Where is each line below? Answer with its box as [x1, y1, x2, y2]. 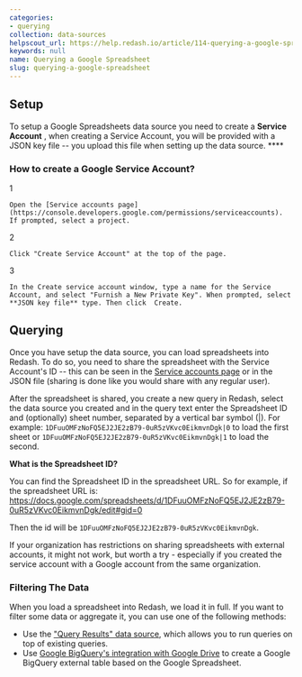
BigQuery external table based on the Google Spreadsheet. [22, 657, 242, 668]
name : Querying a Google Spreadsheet [9, 55, 151, 64]
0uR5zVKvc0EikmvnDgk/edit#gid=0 [9, 504, 143, 515]
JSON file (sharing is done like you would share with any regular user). [9, 375, 271, 386]
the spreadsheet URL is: [9, 485, 99, 496]
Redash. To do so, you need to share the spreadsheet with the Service [9, 356, 270, 367]
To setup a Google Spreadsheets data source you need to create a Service [9, 121, 288, 132]
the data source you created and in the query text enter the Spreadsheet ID [9, 402, 288, 413]
